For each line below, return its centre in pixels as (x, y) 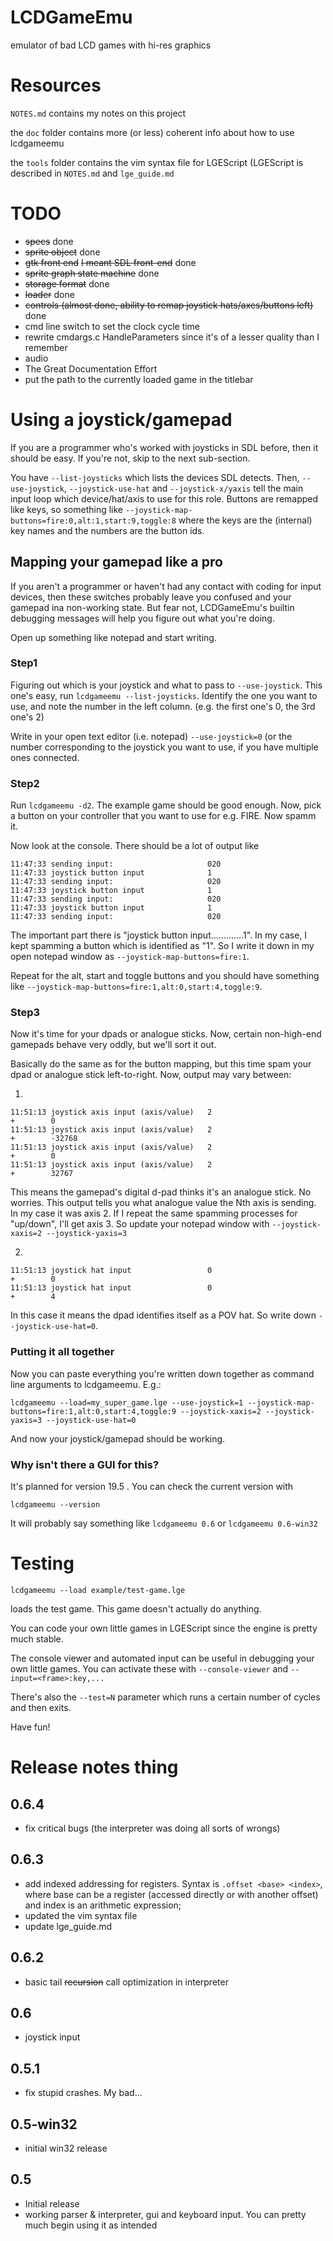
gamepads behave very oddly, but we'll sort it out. (113, 1045)
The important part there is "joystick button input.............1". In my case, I (159, 935)
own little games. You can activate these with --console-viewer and (149, 1668)
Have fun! (30, 1727)
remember (46, 347)
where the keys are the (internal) (245, 520)
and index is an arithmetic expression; (103, 1905)
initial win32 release (66, 2148)
